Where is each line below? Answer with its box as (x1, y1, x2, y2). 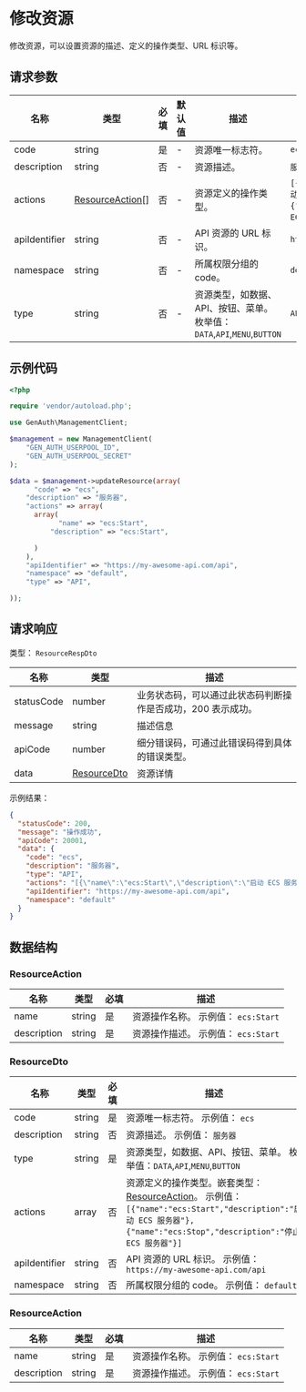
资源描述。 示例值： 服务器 (126, 1129, 237, 1142)
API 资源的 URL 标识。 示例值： (126, 1253, 260, 1265)
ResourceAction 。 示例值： (126, 1190, 243, 1203)
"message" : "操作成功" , (17, 828, 103, 837)
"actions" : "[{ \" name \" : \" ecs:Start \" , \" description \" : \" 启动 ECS (25, 878, 280, 888)
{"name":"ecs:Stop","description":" (126, 1226, 285, 1237)
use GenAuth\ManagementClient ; (9, 418, 128, 428)
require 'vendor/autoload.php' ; (9, 401, 132, 411)
